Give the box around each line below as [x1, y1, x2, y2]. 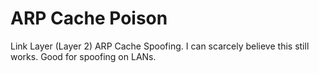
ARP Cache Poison [10, 7, 168, 30]
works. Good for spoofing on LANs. [10, 50, 157, 62]
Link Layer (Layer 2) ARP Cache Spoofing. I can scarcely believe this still [10, 40, 310, 52]
